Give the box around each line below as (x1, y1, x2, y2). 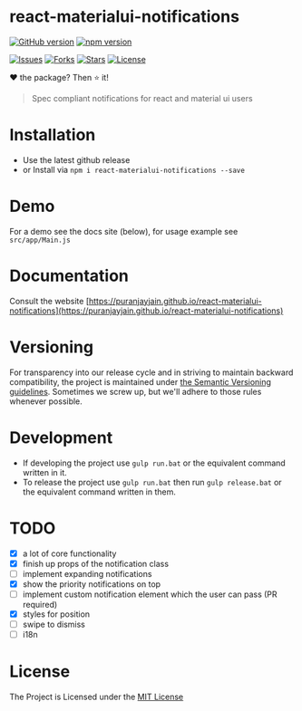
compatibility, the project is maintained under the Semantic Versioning (9, 376, 272, 387)
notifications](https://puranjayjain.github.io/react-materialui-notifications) (9, 305, 284, 316)
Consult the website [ (9, 295, 89, 306)
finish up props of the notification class (22, 558, 170, 569)
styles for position (22, 609, 91, 620)
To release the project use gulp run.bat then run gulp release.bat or (22, 476, 283, 487)
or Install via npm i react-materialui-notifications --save (22, 164, 245, 175)
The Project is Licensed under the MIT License (9, 691, 184, 702)
